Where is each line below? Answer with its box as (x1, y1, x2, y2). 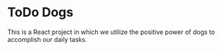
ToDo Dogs (7, 4, 74, 21)
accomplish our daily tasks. (7, 35, 87, 43)
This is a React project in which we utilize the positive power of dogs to (7, 28, 215, 36)
